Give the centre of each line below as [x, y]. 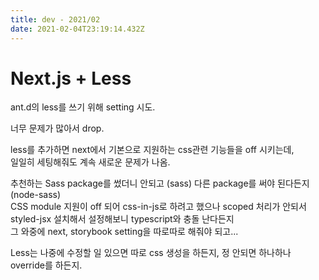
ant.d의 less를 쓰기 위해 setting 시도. [83, 107]
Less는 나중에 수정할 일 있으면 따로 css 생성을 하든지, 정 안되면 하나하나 [151, 253]
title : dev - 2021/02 [55, 19]
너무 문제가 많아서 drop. [57, 128]
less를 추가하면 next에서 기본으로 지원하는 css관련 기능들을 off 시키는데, [152, 150]
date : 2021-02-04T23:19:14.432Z [77, 29]
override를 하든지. [46, 265]
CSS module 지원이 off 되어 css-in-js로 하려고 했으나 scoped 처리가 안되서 [158, 207]
